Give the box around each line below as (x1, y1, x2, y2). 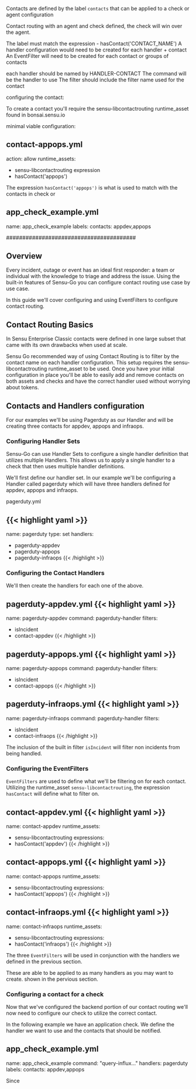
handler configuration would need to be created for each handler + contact (6, 46, 187, 53)
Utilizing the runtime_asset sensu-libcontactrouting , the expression (6, 784, 170, 791)
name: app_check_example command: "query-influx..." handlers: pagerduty (6, 1059, 188, 1067)
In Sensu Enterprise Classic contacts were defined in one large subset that (6, 335, 186, 342)
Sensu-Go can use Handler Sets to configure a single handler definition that (6, 451, 189, 458)
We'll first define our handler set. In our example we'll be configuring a (6, 474, 176, 482)
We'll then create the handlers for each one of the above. (6, 582, 144, 589)
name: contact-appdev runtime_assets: (6, 823, 101, 830)
